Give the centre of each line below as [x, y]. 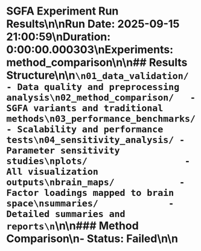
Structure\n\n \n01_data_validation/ [97, 75]
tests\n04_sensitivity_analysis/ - [96, 140]
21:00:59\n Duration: [59, 37]
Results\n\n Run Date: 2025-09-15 [93, 24]
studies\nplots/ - [98, 161]
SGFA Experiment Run [62, 11]
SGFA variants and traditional [85, 109]
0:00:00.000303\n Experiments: [90, 50]
